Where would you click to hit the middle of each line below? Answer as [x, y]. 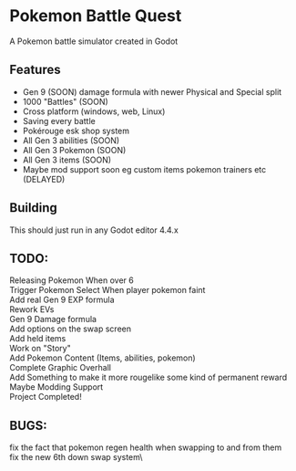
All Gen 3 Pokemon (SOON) [74, 150]
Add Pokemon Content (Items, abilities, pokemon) [102, 358]
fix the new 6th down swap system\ [76, 457]
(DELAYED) [44, 179]
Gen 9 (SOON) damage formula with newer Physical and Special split [152, 91]
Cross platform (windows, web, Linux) [94, 111]
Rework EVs [32, 309]
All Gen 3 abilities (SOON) [71, 140]
